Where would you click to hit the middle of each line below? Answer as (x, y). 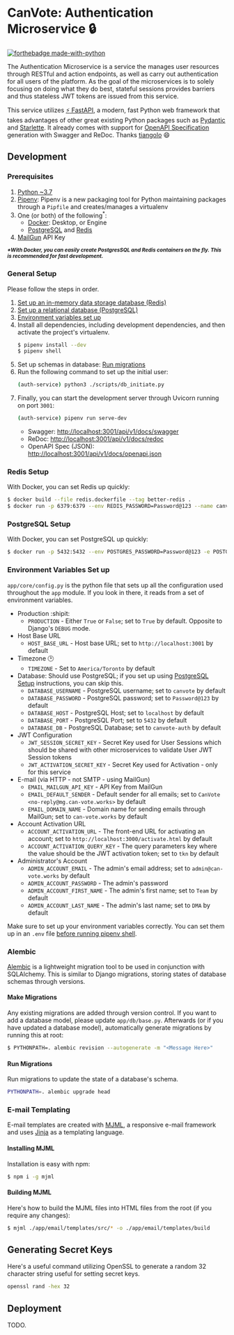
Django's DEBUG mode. (59, 628)
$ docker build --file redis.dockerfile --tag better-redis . (99, 500)
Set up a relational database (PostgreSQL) (78, 310)
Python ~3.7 (35, 192)
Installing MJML (31, 1148)
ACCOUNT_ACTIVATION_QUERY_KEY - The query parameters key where (122, 846)
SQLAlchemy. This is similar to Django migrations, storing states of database (117, 974)
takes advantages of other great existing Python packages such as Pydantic (116, 120)
